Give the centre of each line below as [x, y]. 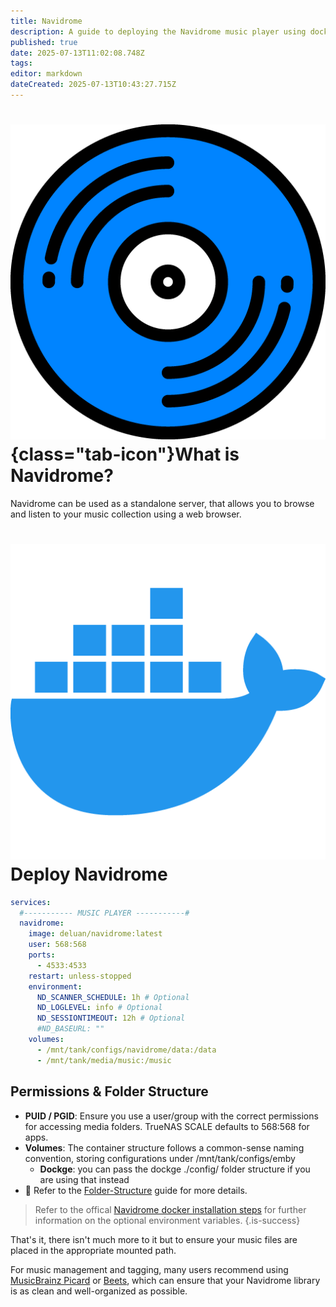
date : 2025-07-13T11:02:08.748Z [77, 53]
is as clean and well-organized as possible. [99, 1291]
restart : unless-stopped [80, 976]
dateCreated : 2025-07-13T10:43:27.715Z [93, 85]
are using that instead [84, 1179]
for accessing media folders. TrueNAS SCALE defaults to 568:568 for [167, 1126]
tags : [21, 63]
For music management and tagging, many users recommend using [149, 1269]
